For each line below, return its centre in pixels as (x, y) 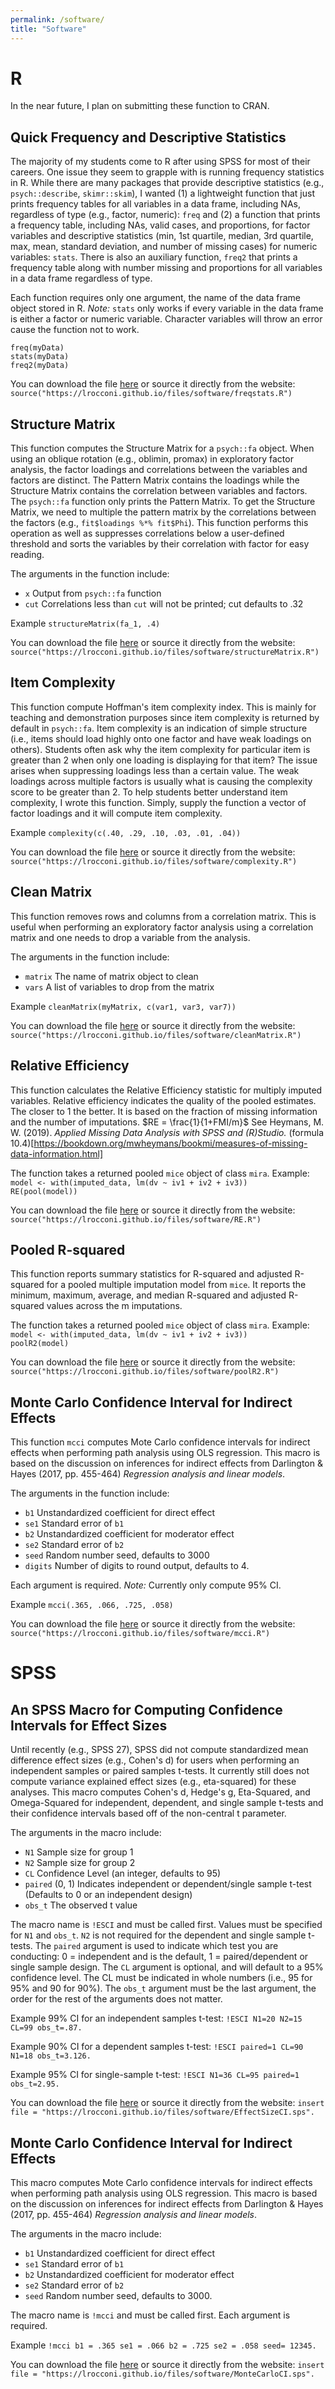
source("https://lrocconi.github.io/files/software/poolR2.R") (145, 1372)
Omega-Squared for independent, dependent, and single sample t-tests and (167, 1803)
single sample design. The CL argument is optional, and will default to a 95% (167, 1967)
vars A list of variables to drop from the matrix (119, 987)
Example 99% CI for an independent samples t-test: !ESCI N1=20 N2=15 (156, 2018)
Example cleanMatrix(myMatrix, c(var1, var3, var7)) (123, 1006)
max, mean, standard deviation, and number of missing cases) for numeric (164, 247)
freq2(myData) (40, 366)
